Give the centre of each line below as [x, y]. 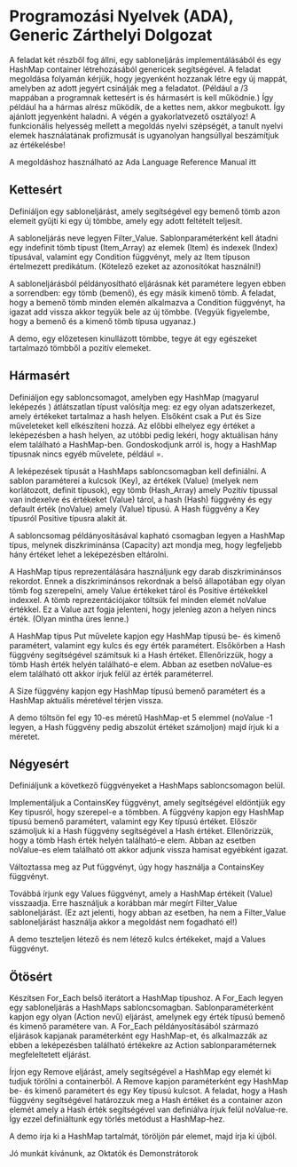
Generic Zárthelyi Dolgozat [111, 35]
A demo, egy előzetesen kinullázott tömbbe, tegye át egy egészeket [133, 338]
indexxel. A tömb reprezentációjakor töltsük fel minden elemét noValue [138, 599]
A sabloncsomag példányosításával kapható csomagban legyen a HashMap [147, 536]
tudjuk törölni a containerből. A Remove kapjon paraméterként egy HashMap [149, 1082]
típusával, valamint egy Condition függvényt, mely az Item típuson [130, 257]
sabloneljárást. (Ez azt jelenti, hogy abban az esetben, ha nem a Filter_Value [148, 913]
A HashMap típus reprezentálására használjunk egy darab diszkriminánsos [145, 571]
